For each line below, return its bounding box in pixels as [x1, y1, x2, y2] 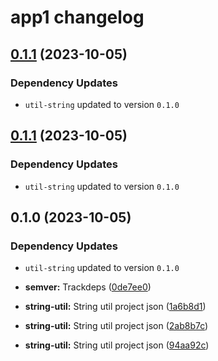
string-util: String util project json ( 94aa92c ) [24, 339, 210, 351]
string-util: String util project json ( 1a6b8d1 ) [24, 301, 207, 313]
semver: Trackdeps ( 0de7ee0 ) [24, 281, 152, 293]
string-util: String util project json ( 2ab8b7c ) [24, 320, 209, 332]
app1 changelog [10, 6, 145, 29]
